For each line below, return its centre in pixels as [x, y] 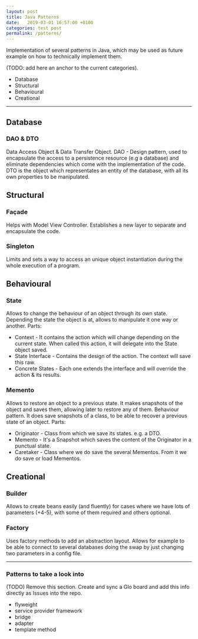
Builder [17, 494]
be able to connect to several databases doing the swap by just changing [95, 547]
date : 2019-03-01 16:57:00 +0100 [50, 22]
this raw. [25, 362]
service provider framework [48, 611]
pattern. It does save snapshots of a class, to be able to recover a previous [97, 415]
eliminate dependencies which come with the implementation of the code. [96, 164]
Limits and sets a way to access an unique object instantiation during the [94, 259]
